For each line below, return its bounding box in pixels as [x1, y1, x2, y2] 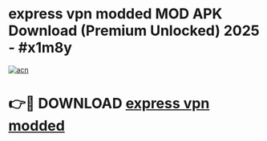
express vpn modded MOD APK [8, 5, 223, 23]
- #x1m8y [8, 39, 72, 57]
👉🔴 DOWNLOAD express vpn [8, 95, 210, 112]
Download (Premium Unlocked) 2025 [8, 22, 261, 40]
